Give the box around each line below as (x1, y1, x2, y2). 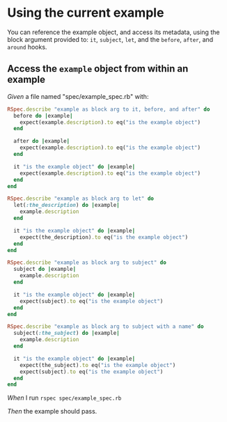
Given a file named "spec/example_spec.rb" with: (7, 92, 149, 100)
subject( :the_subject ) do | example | (13, 329, 120, 337)
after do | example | (13, 138, 70, 145)
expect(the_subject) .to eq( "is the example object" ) (19, 361, 176, 368)
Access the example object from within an (7, 63, 189, 75)
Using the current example (7, 5, 164, 21)
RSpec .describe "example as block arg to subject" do (7, 259, 167, 266)
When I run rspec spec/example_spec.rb (7, 393, 122, 402)
